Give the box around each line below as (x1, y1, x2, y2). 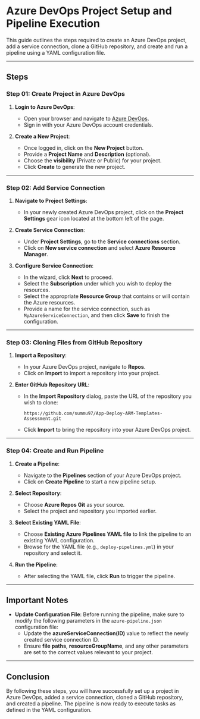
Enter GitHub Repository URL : (14, 381, 90, 388)
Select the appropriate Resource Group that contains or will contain (23, 293, 190, 300)
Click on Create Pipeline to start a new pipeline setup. (23, 478, 157, 485)
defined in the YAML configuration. (6, 707, 92, 714)
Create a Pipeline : (14, 460, 60, 467)
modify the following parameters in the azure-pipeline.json (14, 617, 162, 624)
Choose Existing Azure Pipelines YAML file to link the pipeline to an (23, 530, 192, 538)
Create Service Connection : (14, 226, 85, 233)
